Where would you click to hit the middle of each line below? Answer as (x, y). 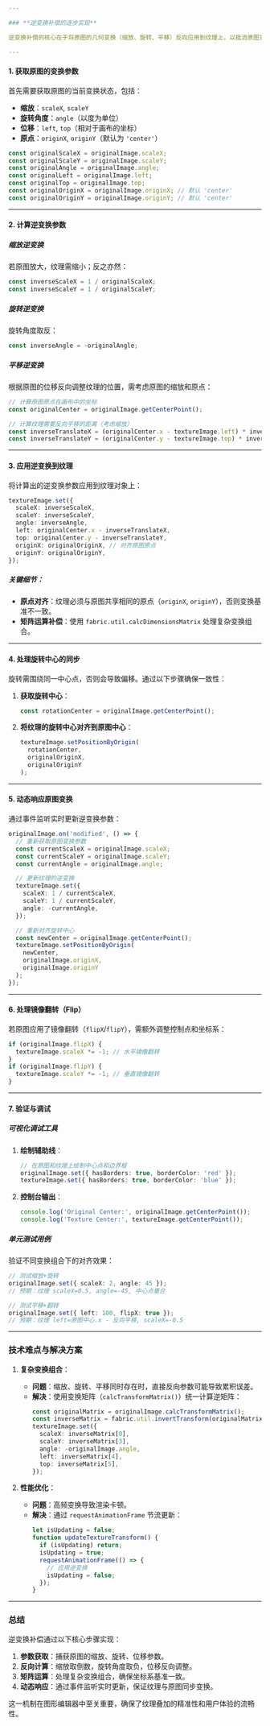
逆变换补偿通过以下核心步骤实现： (65, 1639)
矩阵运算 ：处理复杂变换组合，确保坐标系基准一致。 (104, 1676)
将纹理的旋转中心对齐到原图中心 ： (76, 727)
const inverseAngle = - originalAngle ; (73, 346)
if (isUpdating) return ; (81, 1546)
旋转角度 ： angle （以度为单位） (71, 118)
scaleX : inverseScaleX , (55, 508)
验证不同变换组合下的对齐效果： (61, 1260)
